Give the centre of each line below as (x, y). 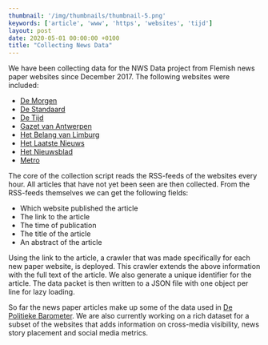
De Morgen (38, 101)
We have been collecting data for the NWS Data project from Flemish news (132, 68)
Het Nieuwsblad (46, 152)
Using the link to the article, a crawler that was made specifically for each (129, 258)
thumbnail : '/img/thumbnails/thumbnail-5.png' (87, 16)
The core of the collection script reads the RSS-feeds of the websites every (133, 176)
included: (24, 86)
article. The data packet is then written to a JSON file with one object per (128, 283)
